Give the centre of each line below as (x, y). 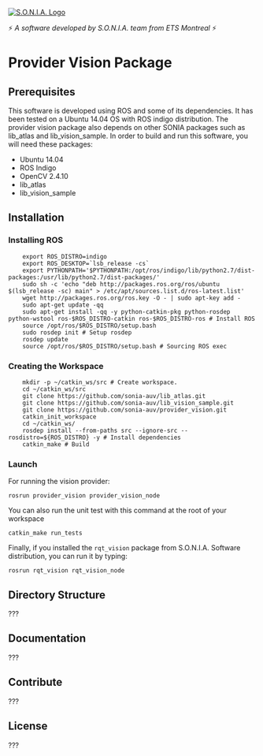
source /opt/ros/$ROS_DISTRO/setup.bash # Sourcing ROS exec (124, 346)
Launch (23, 464)
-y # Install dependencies (137, 438)
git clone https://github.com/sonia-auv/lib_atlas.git (114, 396)
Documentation (47, 639)
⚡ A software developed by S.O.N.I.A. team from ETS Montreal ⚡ (112, 28)
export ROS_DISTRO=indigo (65, 256)
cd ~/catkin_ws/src (54, 389)
